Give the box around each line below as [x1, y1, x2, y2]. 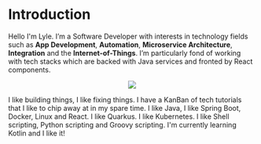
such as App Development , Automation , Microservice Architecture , [8, 39, 233, 49]
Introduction [8, 6, 91, 24]
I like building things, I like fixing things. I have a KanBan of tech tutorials [8, 94, 242, 104]
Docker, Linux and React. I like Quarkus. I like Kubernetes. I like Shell [8, 112, 230, 121]
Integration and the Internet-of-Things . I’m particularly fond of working [8, 48, 241, 57]
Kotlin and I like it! [8, 128, 65, 138]
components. [8, 65, 51, 74]
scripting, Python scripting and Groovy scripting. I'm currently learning [8, 120, 237, 129]
